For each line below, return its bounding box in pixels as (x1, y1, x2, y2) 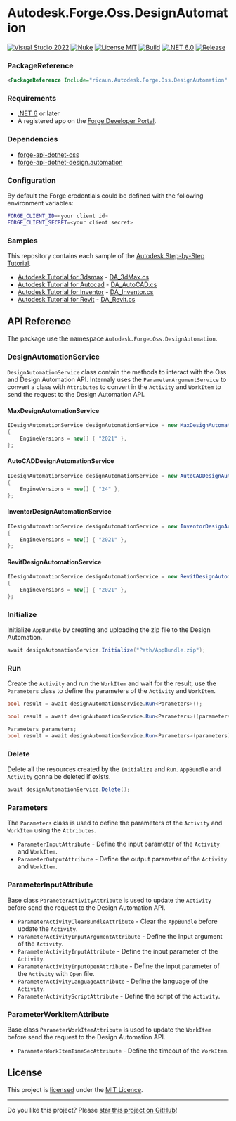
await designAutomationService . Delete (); (7, 786, 131, 793)
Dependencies (7, 134, 58, 144)
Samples (7, 236, 38, 246)
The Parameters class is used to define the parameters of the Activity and (7, 818, 223, 828)
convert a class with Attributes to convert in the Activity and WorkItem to (7, 383, 221, 391)
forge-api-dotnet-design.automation (17, 158, 123, 166)
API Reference (7, 315, 72, 328)
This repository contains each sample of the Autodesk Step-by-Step (7, 252, 205, 260)
